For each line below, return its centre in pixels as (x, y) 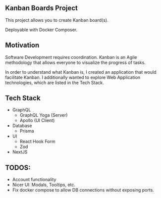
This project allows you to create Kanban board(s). (57, 20)
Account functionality (34, 180)
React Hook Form (37, 142)
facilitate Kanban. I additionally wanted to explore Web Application (73, 77)
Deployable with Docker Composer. (41, 30)
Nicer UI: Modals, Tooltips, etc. (44, 185)
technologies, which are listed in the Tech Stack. (54, 82)
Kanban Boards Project (42, 8)
